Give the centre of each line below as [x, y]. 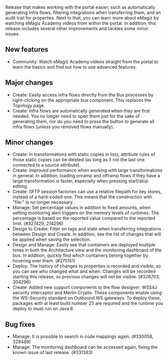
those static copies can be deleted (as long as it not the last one [78, 160]
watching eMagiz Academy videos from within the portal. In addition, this [81, 23]
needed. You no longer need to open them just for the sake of [76, 116]
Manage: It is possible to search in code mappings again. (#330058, [83, 336]
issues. [13, 34]
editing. [20, 186]
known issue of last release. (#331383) [53, 352]
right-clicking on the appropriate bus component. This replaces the [82, 100]
